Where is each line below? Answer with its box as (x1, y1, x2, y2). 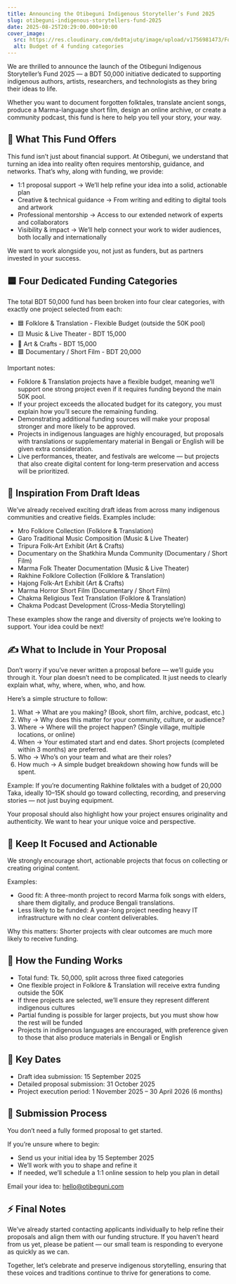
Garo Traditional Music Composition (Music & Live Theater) (17, 535, 189, 543)
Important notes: (7, 363, 55, 372)
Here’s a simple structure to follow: (7, 695, 108, 703)
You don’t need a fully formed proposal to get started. (7, 1126, 163, 1134)
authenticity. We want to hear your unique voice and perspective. (7, 818, 196, 826)
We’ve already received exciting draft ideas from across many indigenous (7, 506, 220, 514)
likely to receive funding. (7, 935, 79, 943)
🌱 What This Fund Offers (7, 133, 117, 145)
